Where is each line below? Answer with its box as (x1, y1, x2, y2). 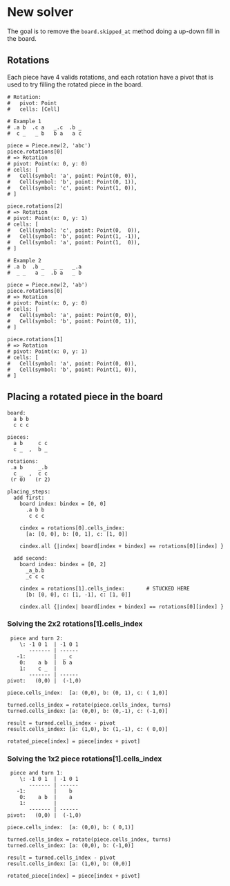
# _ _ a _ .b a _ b (7, 269, 82, 276)
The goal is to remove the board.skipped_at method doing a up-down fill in (7, 27, 220, 35)
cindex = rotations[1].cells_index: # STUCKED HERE (19, 585, 190, 592)
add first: (13, 494, 45, 501)
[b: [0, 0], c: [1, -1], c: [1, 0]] (25, 591, 131, 598)
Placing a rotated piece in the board (7, 391, 164, 403)
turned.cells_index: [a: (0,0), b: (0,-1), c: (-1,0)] (7, 707, 169, 714)
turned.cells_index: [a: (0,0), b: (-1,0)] (7, 842, 135, 849)
